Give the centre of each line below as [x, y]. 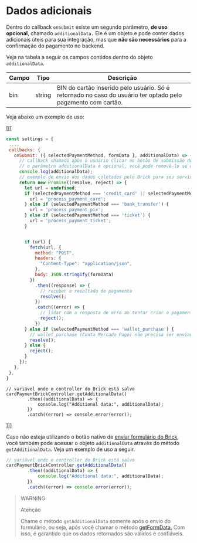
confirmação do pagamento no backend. [55, 46]
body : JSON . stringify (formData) [74, 275]
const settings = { [30, 139]
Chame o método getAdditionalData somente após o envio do [96, 521]
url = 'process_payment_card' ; [68, 199]
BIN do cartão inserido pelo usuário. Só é [113, 87]
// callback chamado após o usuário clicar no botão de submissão [102, 161]
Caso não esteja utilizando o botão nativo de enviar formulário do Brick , [92, 437]
